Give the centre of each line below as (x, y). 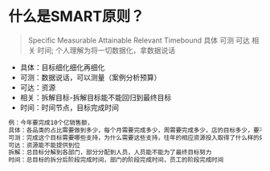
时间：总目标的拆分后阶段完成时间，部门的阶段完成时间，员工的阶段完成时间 (116, 160)
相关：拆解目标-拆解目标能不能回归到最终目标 (96, 97)
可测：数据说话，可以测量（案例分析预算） (90, 77)
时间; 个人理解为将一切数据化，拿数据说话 (106, 50)
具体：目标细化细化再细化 (62, 67)
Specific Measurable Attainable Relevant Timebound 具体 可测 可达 (139, 40)
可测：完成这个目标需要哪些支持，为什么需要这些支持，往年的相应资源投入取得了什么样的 (134, 137)
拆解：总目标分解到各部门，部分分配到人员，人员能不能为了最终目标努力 (110, 153)
